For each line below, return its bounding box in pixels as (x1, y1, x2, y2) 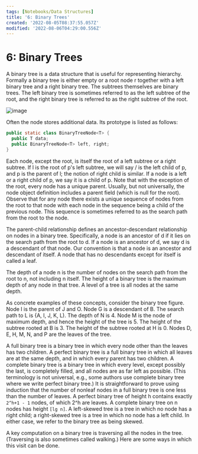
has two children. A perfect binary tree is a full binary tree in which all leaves (6, 348, 193, 355)
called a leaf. (6, 257, 37, 264)
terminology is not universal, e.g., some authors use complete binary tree (6, 373, 184, 380)
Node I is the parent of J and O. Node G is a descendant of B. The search (6, 305, 184, 312)
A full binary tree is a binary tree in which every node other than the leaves (6, 342, 188, 349)
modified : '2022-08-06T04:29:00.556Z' (6, 25, 102, 31)
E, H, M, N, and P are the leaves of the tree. (6, 331, 112, 338)
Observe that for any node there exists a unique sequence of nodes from (6, 195, 184, 202)
